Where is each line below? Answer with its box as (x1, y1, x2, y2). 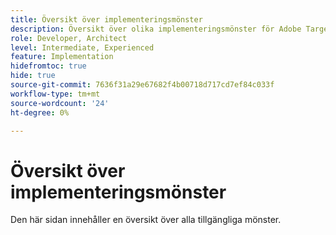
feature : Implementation (10, 52, 114, 62)
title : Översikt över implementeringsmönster (10, 14, 203, 25)
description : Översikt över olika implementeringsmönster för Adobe (10, 24, 302, 34)
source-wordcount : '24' (10, 98, 110, 108)
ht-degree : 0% (10, 107, 70, 118)
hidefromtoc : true (10, 61, 87, 71)
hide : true (10, 71, 56, 81)
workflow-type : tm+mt (10, 89, 101, 99)
